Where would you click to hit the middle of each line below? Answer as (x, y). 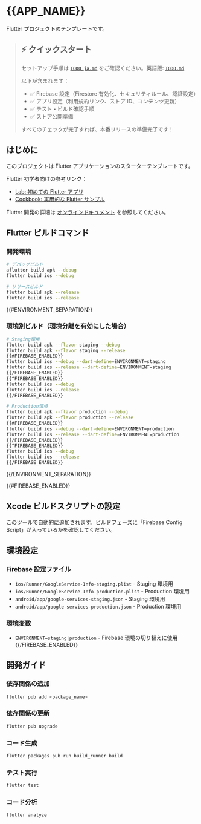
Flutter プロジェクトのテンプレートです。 (57, 28)
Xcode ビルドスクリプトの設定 (63, 506)
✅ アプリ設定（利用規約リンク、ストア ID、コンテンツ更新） (105, 101)
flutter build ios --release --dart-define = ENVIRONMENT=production (93, 434)
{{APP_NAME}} (46, 11)
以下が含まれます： (45, 80)
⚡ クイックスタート (56, 50)
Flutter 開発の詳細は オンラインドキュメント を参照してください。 (88, 212)
